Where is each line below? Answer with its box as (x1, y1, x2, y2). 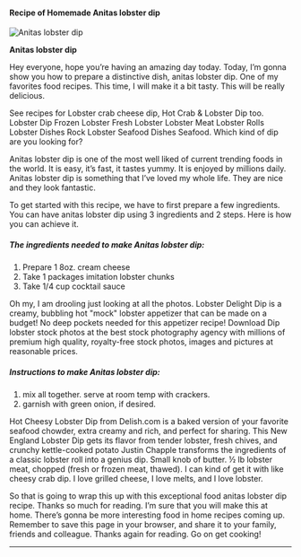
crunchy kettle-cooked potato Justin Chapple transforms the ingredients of (9, 445, 287, 456)
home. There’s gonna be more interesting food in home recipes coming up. (9, 509, 285, 520)
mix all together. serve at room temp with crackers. (21, 389, 211, 400)
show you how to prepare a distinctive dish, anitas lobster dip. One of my (9, 72, 279, 83)
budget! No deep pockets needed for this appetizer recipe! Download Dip (9, 318, 280, 328)
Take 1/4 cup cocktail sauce (21, 281, 125, 292)
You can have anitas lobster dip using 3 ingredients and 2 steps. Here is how (9, 209, 292, 220)
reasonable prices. (9, 346, 79, 357)
